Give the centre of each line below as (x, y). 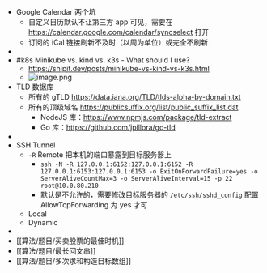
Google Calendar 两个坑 (56, 12)
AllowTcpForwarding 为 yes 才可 (94, 205)
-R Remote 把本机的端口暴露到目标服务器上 (100, 155)
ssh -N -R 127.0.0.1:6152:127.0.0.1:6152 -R (117, 164)
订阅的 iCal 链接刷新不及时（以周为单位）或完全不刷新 (118, 42)
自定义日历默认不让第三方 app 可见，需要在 (100, 22)
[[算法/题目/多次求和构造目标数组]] (74, 261)
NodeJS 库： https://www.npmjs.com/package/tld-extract (136, 117)
